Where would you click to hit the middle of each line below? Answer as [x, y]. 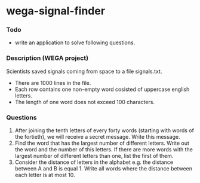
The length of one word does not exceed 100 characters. [85, 102]
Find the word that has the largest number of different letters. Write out [102, 143]
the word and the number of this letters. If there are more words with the [104, 150]
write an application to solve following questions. [75, 42]
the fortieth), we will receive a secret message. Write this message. [97, 137]
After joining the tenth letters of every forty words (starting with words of [104, 130]
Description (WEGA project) [47, 58]
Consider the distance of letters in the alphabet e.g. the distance [94, 162]
